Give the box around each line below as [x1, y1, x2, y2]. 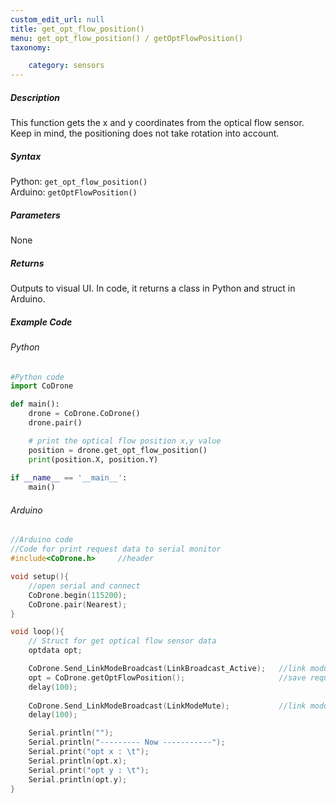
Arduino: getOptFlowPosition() [10, 186, 138, 198]
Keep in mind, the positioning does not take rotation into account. [10, 127, 280, 140]
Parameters [10, 209, 61, 221]
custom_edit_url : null [10, 14, 105, 25]
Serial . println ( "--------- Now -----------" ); [28, 737, 226, 748]
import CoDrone [10, 381, 74, 391]
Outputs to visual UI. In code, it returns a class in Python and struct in [10, 282, 296, 294]
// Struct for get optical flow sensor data [28, 636, 217, 646]
